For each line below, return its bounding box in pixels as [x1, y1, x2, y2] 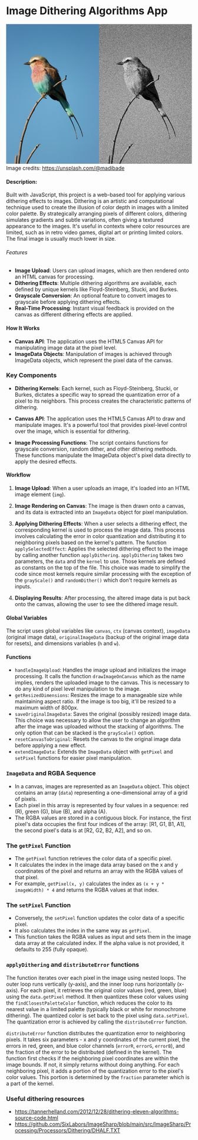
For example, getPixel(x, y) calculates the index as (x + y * [14, 880, 164, 888]
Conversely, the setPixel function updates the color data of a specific [14, 915, 185, 922]
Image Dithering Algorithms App [6, 4, 168, 18]
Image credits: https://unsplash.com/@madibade [6, 164, 125, 171]
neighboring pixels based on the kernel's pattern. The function [14, 539, 167, 546]
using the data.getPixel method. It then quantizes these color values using [6, 993, 189, 1000]
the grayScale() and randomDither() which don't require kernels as [14, 577, 177, 584]
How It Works [6, 324, 40, 332]
